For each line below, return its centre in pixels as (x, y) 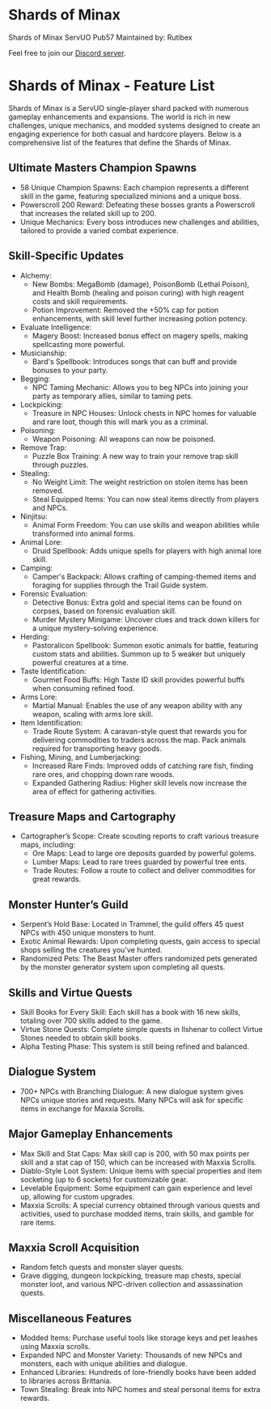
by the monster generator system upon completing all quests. (123, 967)
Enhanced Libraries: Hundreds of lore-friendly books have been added (138, 1373)
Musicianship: (43, 353)
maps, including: (48, 845)
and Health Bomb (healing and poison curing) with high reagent (138, 292)
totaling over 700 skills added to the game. (91, 1021)
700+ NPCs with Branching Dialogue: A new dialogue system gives (132, 1091)
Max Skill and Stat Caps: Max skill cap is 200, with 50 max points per (135, 1153)
